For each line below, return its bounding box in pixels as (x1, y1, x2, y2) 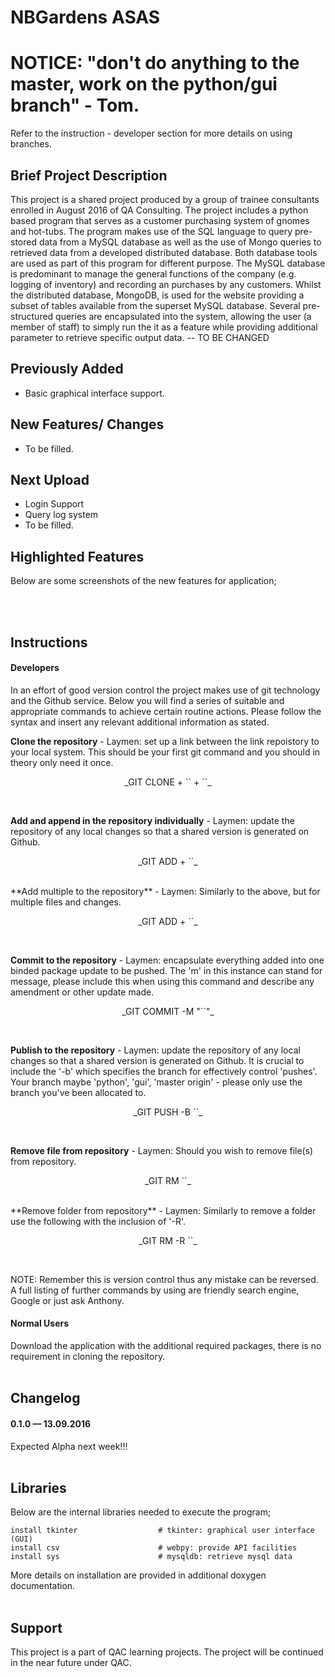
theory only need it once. (10, 756, 114, 768)
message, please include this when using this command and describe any (10, 975, 315, 987)
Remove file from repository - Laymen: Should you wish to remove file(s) (10, 1144, 314, 1156)
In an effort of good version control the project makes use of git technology (10, 684, 321, 696)
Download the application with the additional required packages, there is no (10, 1339, 322, 1351)
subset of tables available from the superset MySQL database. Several (10, 299, 301, 311)
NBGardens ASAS (10, 6, 161, 29)
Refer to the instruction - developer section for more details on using (10, 127, 293, 140)
